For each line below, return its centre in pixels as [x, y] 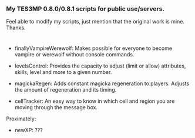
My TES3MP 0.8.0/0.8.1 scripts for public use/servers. [85, 9]
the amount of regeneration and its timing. [65, 90]
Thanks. [16, 28]
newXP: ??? [28, 130]
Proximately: [21, 119]
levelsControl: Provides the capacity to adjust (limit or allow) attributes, [100, 66]
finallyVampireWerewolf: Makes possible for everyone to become [93, 48]
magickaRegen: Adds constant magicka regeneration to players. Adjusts [102, 83]
